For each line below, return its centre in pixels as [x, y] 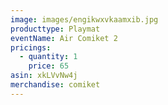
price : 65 [49, 66]
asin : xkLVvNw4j [44, 76]
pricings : [31, 47]
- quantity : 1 [48, 57]
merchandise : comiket [55, 85]
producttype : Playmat [55, 29]
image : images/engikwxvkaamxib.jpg [84, 19]
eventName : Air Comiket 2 [64, 38]
